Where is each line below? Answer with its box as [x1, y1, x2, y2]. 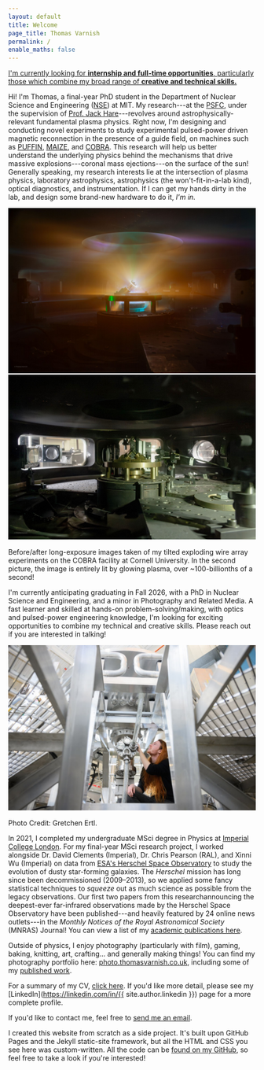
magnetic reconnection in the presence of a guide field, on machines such [8, 134, 249, 143]
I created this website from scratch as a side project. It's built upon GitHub [8, 1028, 249, 1038]
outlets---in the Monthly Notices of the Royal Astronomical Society [8, 917, 225, 927]
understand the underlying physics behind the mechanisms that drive [8, 150, 233, 160]
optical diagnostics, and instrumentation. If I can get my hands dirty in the [8, 184, 247, 194]
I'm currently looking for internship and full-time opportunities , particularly [8, 68, 254, 78]
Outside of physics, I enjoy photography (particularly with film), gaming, [8, 941, 241, 950]
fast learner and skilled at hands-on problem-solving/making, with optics [8, 604, 244, 614]
